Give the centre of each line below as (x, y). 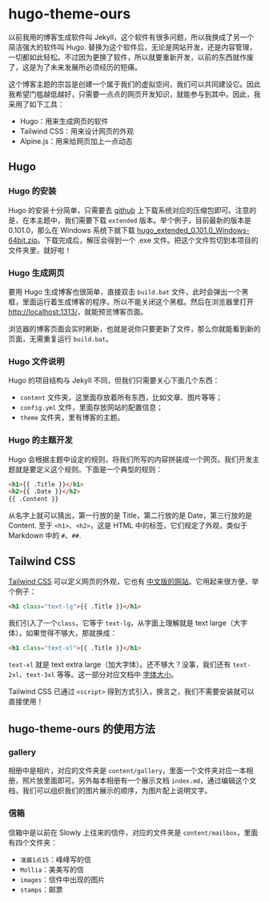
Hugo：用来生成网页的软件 (64, 121)
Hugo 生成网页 (37, 273)
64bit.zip (23, 240)
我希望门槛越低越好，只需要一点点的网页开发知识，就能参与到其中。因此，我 (134, 94)
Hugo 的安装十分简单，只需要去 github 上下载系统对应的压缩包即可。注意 (129, 210)
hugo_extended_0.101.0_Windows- (193, 230)
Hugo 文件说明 (37, 361)
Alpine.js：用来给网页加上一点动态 (76, 141)
